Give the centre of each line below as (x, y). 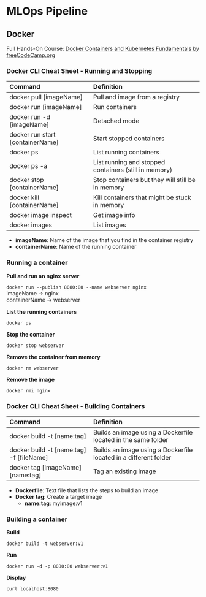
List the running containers (42, 311)
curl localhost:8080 (33, 589)
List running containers (126, 153)
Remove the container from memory (53, 357)
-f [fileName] (29, 457)
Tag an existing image (124, 471)
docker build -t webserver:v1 (45, 544)
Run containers (115, 107)
